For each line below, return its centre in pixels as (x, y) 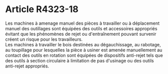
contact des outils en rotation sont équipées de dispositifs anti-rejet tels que (84, 55)
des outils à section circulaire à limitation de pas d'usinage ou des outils (80, 60)
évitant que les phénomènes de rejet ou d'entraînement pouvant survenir (81, 34)
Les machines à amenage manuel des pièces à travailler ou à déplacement (82, 23)
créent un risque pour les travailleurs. (44, 39)
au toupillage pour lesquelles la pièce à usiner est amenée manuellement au (84, 50)
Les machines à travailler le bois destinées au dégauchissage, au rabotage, (83, 44)
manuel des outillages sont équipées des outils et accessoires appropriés (81, 28)
